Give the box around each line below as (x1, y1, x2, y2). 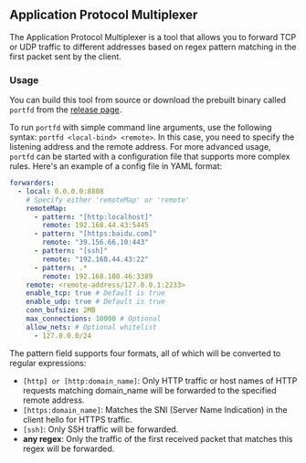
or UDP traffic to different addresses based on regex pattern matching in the (9, 41, 297, 52)
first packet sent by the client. (9, 50, 121, 62)
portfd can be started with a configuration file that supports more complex (9, 151, 290, 163)
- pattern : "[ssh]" (33, 247, 108, 256)
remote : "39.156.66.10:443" (42, 237, 149, 247)
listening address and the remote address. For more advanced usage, (9, 142, 271, 153)
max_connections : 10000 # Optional (26, 314, 162, 323)
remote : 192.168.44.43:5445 (42, 221, 149, 230)
